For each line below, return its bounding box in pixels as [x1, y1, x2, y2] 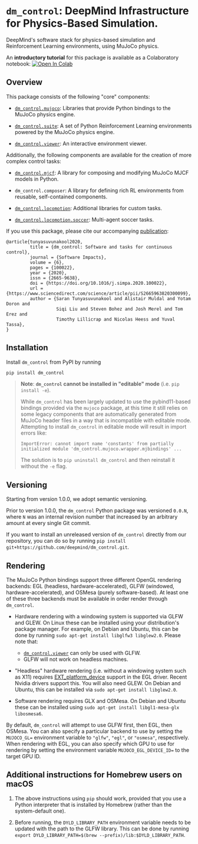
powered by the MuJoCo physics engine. [14, 128, 115, 135]
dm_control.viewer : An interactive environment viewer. [14, 140, 147, 147]
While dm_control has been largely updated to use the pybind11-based [20, 398, 191, 405]
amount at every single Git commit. [6, 520, 91, 527]
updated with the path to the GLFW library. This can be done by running [14, 825, 190, 832]
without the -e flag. [20, 462, 67, 470]
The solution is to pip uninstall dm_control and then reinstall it [20, 457, 175, 464]
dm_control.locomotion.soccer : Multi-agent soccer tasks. [14, 216, 154, 223]
